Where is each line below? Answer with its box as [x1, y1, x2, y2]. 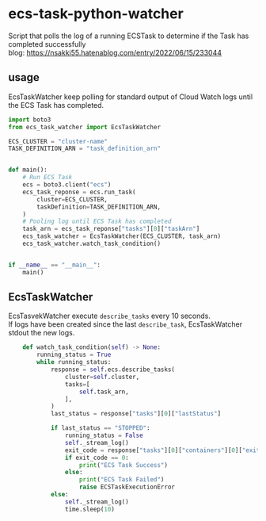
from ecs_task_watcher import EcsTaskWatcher [8, 123, 161, 131]
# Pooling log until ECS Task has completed [22, 217, 172, 226]
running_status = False [64, 431, 144, 440]
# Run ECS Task [22, 174, 73, 182]
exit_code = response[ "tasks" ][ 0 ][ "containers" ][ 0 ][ [64, 446, 243, 454]
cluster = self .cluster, [64, 373, 140, 381]
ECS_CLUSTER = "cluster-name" [8, 137, 108, 145]
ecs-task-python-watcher [8, 5, 184, 23]
